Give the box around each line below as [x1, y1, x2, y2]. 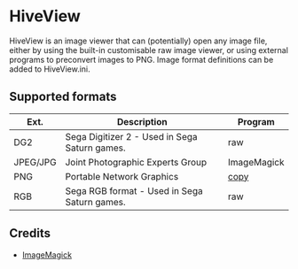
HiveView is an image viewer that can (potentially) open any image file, [9, 35, 268, 46]
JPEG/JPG [13, 156, 57, 168]
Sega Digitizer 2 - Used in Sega [65, 130, 198, 142]
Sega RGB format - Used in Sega [65, 184, 203, 196]
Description [116, 115, 168, 127]
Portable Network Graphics [65, 170, 179, 182]
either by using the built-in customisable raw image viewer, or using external [9, 44, 288, 55]
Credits [9, 226, 51, 241]
